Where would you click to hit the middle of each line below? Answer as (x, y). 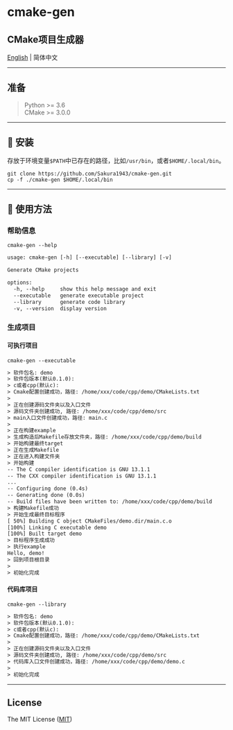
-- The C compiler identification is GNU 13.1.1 (79, 469)
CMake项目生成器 (46, 39)
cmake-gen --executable (42, 360)
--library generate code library (70, 302)
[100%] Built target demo (44, 534)
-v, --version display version (60, 308)
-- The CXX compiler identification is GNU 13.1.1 (82, 476)
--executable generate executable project (79, 296)
